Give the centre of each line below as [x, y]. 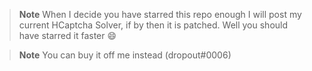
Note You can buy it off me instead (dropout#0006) [125, 55]
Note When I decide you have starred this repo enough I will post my [160, 14]
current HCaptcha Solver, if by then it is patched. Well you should [153, 25]
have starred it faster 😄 [67, 35]
